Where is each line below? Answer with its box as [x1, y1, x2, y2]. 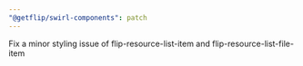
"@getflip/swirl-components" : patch [8, 13, 147, 23]
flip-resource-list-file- [212, 38, 295, 49]
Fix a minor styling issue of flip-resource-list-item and [8, 38, 211, 49]
